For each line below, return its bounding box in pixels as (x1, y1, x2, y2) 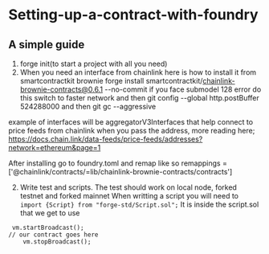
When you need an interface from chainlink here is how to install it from (19, 68, 257, 77)
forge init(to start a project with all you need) (19, 59, 168, 68)
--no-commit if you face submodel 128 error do (104, 84, 262, 94)
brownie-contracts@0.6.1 (19, 84, 103, 94)
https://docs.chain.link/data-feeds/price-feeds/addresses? (8, 134, 203, 144)
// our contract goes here (8, 231, 99, 239)
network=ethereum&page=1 (8, 143, 101, 152)
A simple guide (8, 38, 85, 51)
